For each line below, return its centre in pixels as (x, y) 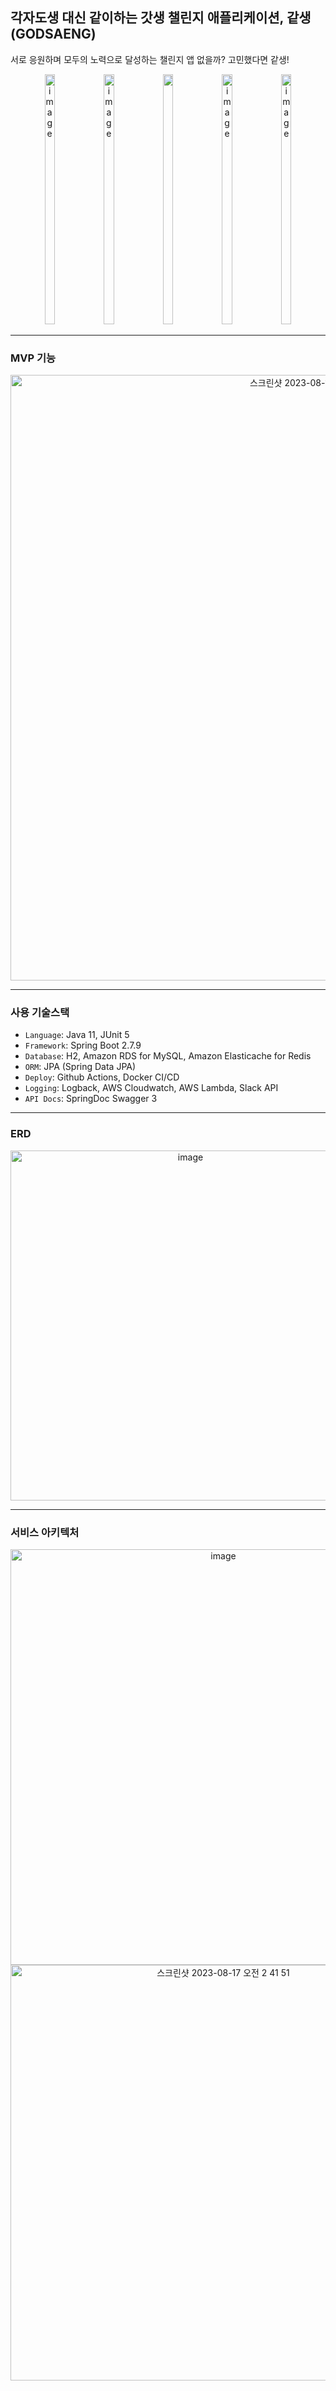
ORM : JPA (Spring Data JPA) (80, 1067)
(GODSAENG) (53, 34)
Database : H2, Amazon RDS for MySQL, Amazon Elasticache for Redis (168, 1056)
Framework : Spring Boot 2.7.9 (83, 1045)
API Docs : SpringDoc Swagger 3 (91, 1099)
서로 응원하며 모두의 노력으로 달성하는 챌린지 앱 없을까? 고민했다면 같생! (150, 59)
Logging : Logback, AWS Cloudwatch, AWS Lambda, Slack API (151, 1088)
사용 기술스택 (40, 1013)
